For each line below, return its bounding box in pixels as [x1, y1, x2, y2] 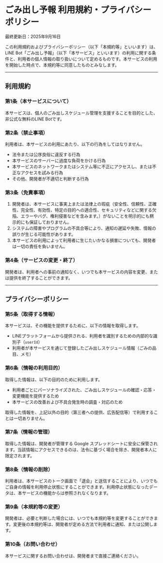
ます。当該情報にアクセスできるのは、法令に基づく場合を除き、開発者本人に [5, 447, 157, 452]
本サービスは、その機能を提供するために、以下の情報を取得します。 [5, 323, 141, 329]
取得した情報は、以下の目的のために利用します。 [5, 377, 103, 382]
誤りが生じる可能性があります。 [12, 232, 76, 237]
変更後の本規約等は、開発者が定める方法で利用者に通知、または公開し [13, 521, 154, 527]
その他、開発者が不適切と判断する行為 [12, 176, 89, 182]
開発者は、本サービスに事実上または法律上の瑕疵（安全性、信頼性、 [12, 201, 148, 207]
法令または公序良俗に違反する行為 [12, 151, 81, 157]
